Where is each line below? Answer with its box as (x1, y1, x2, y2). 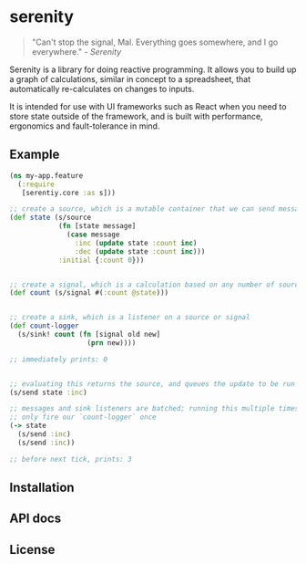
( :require (17, 180, 55, 189)
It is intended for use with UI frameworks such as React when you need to (9, 100, 287, 111)
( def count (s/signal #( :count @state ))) (9, 288, 169, 298)
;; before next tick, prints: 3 (9, 454, 132, 464)
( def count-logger (9, 321, 79, 330)
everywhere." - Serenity (31, 46, 122, 57)
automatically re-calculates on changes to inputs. (9, 83, 195, 94)
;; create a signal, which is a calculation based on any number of (9, 280, 275, 289)
